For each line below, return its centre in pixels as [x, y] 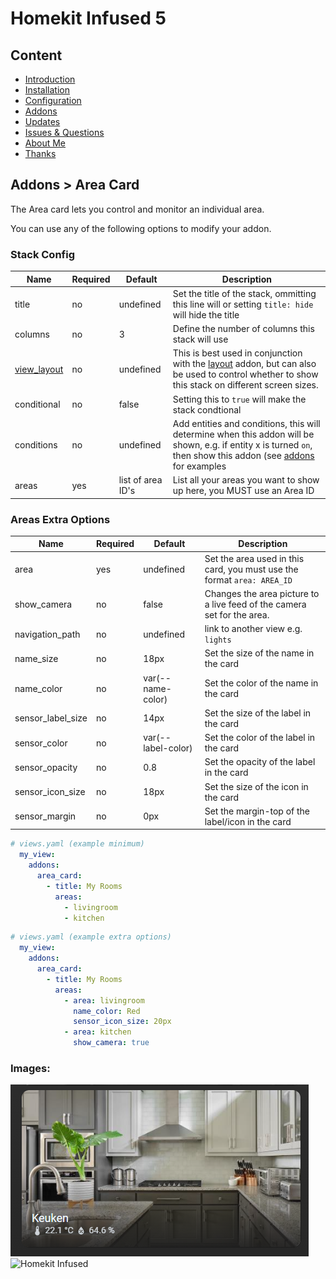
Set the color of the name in [261, 683]
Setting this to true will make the [239, 399]
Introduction [50, 79]
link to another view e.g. [253, 629]
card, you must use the [251, 569]
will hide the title [206, 314]
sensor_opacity [46, 767]
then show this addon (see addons [243, 455]
